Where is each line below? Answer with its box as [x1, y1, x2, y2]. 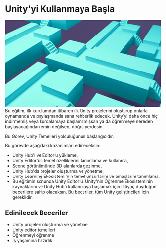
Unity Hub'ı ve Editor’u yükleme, [12, 152, 78, 158]
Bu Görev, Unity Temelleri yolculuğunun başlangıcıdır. [5, 133, 114, 139]
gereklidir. [12, 194, 33, 200]
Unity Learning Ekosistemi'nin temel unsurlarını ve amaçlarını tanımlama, [12, 174, 160, 179]
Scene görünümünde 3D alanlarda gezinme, [12, 163, 102, 169]
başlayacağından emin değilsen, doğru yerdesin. [5, 124, 104, 130]
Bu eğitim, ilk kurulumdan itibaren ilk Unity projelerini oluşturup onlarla [5, 108, 148, 114]
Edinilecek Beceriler [5, 209, 68, 217]
